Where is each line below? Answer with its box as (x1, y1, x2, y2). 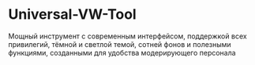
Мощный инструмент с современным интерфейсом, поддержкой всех (8, 31, 247, 41)
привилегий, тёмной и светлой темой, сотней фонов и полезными (8, 39, 231, 49)
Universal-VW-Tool (8, 5, 137, 23)
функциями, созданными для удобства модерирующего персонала (8, 48, 236, 57)
